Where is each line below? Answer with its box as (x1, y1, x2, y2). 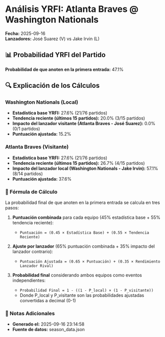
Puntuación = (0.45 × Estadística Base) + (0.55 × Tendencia (19, 230, 149, 235)
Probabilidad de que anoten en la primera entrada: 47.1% (5, 66, 124, 72)
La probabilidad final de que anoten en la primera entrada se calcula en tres (5, 200, 160, 205)
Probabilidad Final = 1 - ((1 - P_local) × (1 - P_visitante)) (19, 288, 154, 293)
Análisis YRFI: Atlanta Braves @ (5, 3, 139, 15)
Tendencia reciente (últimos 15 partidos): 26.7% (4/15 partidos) (12, 160, 145, 166)
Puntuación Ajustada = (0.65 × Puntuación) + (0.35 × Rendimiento (19, 259, 161, 264)
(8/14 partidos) (12, 170, 43, 177)
